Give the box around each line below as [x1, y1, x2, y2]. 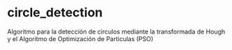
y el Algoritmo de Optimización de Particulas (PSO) [7, 34, 154, 42]
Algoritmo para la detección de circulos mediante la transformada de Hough [7, 27, 226, 36]
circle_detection [7, 5, 103, 21]
